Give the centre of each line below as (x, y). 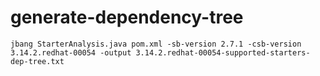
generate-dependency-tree (127, 17)
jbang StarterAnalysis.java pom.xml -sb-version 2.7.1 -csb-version (156, 44)
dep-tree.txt (37, 61)
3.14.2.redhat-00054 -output (71, 52)
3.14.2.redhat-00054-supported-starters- (223, 52)
